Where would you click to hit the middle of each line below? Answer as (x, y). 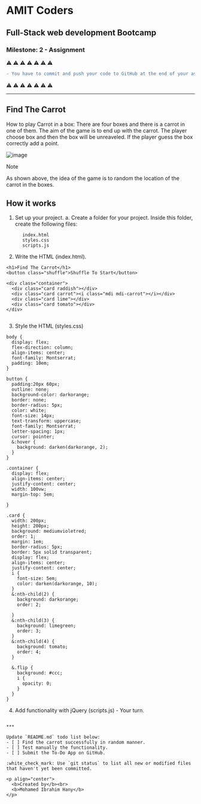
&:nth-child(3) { (33, 621)
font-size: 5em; (37, 579)
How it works (31, 203)
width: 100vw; (29, 490)
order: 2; (29, 605)
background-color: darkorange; (51, 395)
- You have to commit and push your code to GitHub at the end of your (97, 73)
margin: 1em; (28, 542)
